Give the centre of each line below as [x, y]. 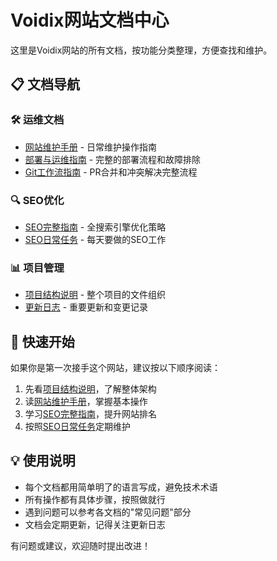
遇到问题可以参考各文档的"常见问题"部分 [108, 512]
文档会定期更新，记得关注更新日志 [95, 524]
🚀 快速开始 [42, 341]
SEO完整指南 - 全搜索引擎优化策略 [95, 227]
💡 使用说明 [43, 461]
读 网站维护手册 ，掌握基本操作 [86, 402]
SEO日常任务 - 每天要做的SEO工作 [95, 239]
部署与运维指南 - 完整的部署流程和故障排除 [113, 159]
